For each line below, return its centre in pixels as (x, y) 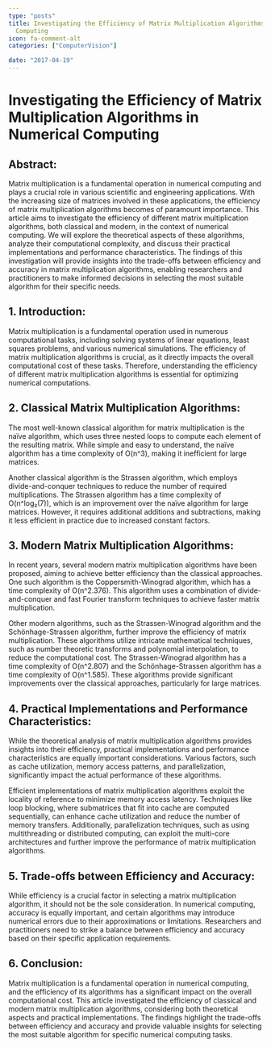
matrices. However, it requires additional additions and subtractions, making (134, 511)
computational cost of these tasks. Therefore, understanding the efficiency (133, 365)
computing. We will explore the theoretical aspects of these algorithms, (127, 235)
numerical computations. (50, 382)
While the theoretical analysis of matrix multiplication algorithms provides (130, 741)
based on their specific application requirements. (90, 939)
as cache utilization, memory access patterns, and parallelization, (117, 766)
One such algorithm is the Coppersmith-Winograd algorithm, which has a (130, 582)
